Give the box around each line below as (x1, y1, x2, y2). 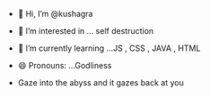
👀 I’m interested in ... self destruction (17, 26, 154, 36)
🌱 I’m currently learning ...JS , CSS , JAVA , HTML (17, 43, 201, 53)
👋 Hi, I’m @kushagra (17, 9, 93, 19)
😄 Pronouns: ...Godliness (17, 61, 112, 70)
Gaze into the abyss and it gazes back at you (17, 77, 184, 88)
